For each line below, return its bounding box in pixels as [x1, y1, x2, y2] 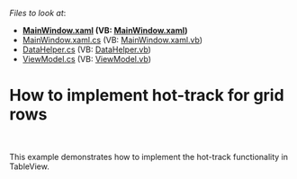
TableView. [9, 161, 49, 172]
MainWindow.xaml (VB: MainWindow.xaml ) [22, 25, 188, 35]
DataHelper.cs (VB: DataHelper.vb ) [22, 44, 151, 55]
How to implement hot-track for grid [9, 85, 285, 106]
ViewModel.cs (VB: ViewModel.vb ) [22, 54, 151, 64]
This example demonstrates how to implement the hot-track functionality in [9, 151, 289, 162]
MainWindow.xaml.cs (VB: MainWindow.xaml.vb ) [22, 35, 203, 45]
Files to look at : [9, 8, 67, 18]
